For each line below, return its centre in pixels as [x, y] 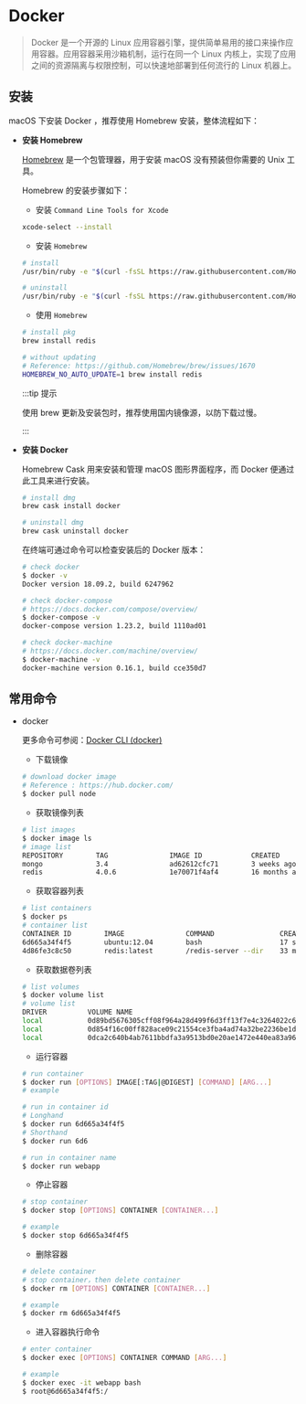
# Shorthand [44, 1133]
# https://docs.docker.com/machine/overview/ [110, 651]
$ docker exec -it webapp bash [81, 1383]
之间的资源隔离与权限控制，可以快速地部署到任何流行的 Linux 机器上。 [164, 65]
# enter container [57, 1349]
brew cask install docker [71, 506]
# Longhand [42, 1116]
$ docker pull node [59, 794]
